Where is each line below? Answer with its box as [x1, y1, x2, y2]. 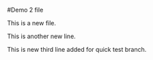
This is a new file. [7, 19, 57, 27]
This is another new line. [7, 32, 76, 40]
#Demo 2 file [7, 6, 44, 14]
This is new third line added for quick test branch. [7, 46, 147, 53]
